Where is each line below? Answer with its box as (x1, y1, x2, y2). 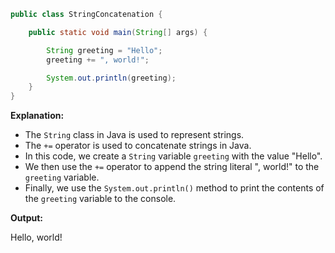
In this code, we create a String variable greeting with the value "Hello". (24, 150, 323, 162)
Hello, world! (10, 231, 63, 244)
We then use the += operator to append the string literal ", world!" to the (24, 161, 320, 173)
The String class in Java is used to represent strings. (24, 129, 245, 141)
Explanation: (10, 110, 65, 122)
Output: (10, 212, 43, 224)
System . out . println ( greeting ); (46, 73, 177, 83)
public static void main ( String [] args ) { (28, 27, 208, 37)
